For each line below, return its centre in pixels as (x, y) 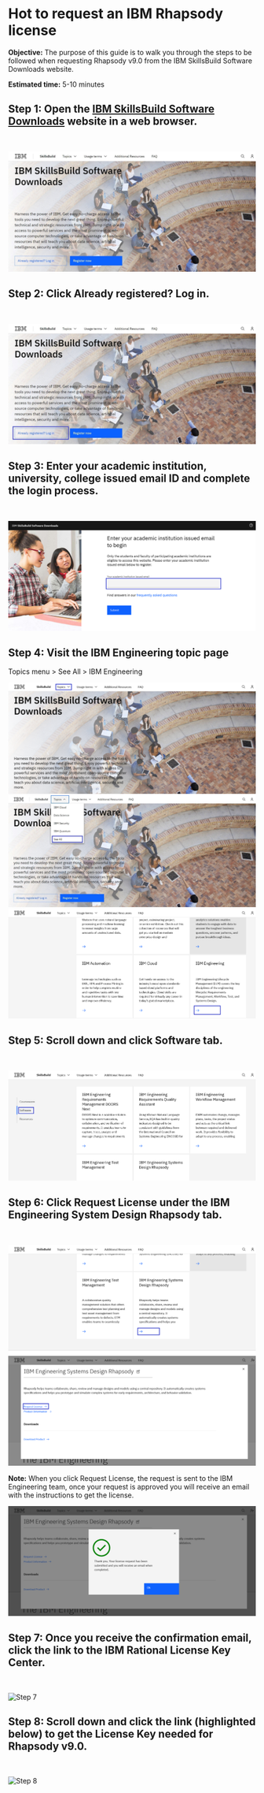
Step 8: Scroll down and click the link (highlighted (132, 1722)
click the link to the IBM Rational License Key (119, 1651)
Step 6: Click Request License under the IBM (119, 1203)
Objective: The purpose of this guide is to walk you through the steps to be (130, 52)
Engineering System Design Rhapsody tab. (115, 1215)
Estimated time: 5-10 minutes (56, 84)
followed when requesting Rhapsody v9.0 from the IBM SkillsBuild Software (130, 61)
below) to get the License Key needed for (111, 1734)
